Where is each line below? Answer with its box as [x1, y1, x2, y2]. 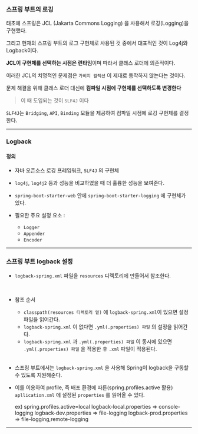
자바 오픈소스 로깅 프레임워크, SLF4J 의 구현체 [14, 167, 120, 174]
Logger [23, 225, 40, 231]
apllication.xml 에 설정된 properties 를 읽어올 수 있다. [14, 391, 146, 398]
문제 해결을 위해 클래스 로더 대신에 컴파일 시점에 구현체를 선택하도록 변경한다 [6, 84, 181, 92]
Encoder [23, 237, 42, 243]
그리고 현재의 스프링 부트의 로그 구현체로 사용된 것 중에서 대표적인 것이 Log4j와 [6, 39, 188, 47]
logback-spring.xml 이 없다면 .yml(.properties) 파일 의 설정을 [23, 323, 172, 330]
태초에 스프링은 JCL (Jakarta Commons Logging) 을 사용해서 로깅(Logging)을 [6, 19, 189, 27]
